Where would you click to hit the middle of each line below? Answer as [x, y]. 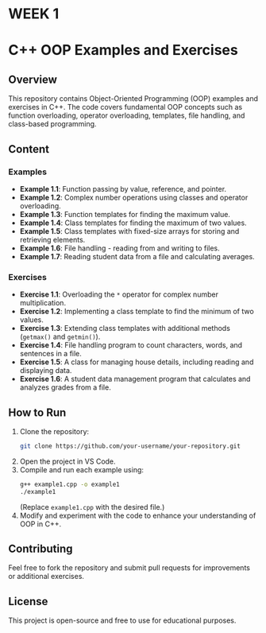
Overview [33, 79]
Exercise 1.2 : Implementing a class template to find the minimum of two [137, 312]
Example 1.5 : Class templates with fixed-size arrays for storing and [129, 231]
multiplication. [42, 303]
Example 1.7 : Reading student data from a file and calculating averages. [137, 256]
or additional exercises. [46, 577]
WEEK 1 [34, 14]
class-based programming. [52, 124]
